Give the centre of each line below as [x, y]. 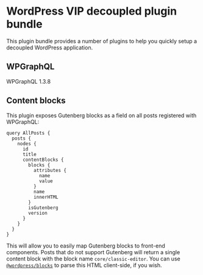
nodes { [27, 144]
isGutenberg [44, 208]
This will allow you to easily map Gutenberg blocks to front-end [86, 246]
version [38, 213]
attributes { [50, 170]
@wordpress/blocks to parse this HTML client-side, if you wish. [84, 265]
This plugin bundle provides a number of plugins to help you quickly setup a [101, 41]
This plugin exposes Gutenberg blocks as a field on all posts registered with [101, 115]
